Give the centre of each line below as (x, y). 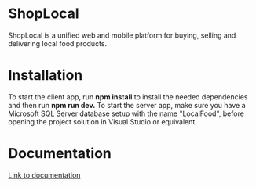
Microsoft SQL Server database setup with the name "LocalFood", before (126, 113)
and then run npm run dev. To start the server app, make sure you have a (127, 105)
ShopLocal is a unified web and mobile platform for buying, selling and (122, 35)
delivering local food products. (58, 43)
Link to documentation (44, 175)
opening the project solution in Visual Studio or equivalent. (103, 121)
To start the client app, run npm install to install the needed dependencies (128, 97)
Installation (46, 76)
